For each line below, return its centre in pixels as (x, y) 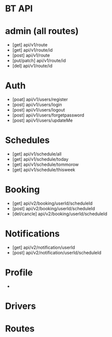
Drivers (20, 306)
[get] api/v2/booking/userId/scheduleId (52, 203)
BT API (19, 9)
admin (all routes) (42, 31)
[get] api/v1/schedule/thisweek (44, 170)
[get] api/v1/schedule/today (40, 159)
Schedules (27, 140)
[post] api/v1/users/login (37, 105)
